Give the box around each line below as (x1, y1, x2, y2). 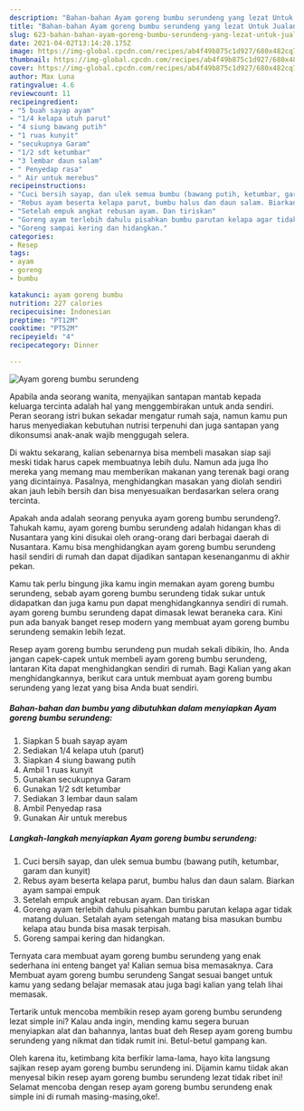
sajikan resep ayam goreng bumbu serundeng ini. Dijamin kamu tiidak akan (9, 1062, 290, 1073)
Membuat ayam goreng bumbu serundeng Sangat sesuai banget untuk (9, 969, 273, 980)
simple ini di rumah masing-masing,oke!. (9, 1091, 160, 1102)
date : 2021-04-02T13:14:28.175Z (9, 38, 131, 48)
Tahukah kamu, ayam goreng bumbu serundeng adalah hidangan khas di (9, 522, 281, 533)
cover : (9, 64, 34, 73)
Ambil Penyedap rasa (22, 802, 102, 813)
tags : (9, 249, 30, 258)
